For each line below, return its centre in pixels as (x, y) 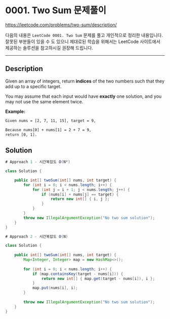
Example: (15, 111)
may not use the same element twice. (44, 101)
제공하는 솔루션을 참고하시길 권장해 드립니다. (49, 48)
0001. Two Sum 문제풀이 (56, 10)
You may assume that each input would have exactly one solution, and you (83, 96)
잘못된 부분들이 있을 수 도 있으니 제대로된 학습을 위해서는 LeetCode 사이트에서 (83, 42)
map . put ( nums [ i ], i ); (55, 288)
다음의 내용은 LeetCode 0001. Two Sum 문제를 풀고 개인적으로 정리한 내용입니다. (84, 35)
